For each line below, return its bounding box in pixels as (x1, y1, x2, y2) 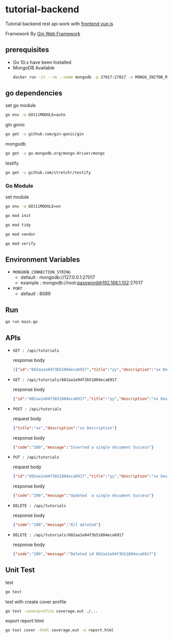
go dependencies (5, 89, 63, 98)
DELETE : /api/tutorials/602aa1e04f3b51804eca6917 (12, 533, 124, 538)
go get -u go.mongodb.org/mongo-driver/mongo (5, 151, 105, 156)
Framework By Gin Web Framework (5, 30, 81, 37)
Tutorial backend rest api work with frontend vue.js (5, 21, 113, 27)
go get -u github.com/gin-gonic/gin (5, 132, 84, 137)
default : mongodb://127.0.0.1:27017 (20, 274, 95, 281)
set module (5, 194, 29, 200)
